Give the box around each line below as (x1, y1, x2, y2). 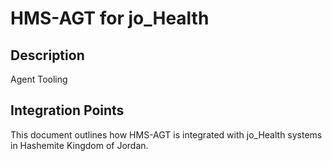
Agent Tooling (10, 73, 68, 85)
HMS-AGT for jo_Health (10, 7, 210, 30)
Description (10, 47, 85, 64)
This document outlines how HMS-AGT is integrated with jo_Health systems (10, 128, 323, 141)
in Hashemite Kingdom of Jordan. (10, 139, 149, 151)
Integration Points (10, 102, 125, 119)
